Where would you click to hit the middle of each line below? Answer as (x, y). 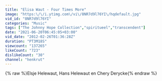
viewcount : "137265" (26, 46)
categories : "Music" (26, 23)
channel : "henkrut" (25, 60)
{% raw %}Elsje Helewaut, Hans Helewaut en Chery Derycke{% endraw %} (81, 73)
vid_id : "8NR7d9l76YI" (28, 19)
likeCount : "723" (23, 50)
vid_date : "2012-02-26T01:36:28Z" (40, 37)
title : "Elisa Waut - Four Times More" (46, 10)
